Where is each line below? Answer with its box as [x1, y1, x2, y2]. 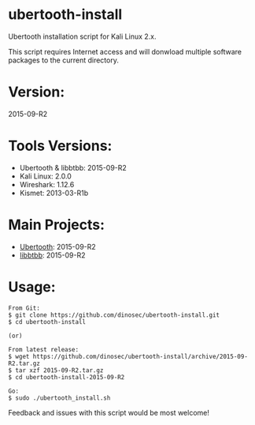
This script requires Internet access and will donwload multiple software [8, 47, 242, 56]
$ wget [8, 352, 30, 360]
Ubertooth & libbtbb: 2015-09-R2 [19, 163, 128, 172]
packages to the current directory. [8, 55, 120, 65]
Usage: [8, 278, 57, 295]
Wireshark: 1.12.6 [19, 179, 75, 189]
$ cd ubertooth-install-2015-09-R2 [8, 373, 125, 381]
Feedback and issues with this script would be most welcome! [8, 408, 210, 417]
